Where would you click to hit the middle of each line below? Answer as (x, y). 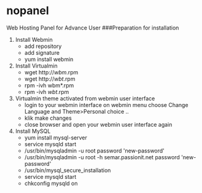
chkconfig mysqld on (51, 183)
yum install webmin (49, 59)
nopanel (28, 11)
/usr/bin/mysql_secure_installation (68, 170)
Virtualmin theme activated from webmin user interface (85, 98)
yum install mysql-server (56, 137)
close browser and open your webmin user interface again (98, 124)
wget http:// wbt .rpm (50, 79)
